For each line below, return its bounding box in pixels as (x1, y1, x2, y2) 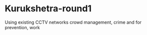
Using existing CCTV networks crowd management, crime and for (5, 19, 142, 25)
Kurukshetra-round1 (5, 3, 92, 14)
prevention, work (5, 24, 40, 30)
